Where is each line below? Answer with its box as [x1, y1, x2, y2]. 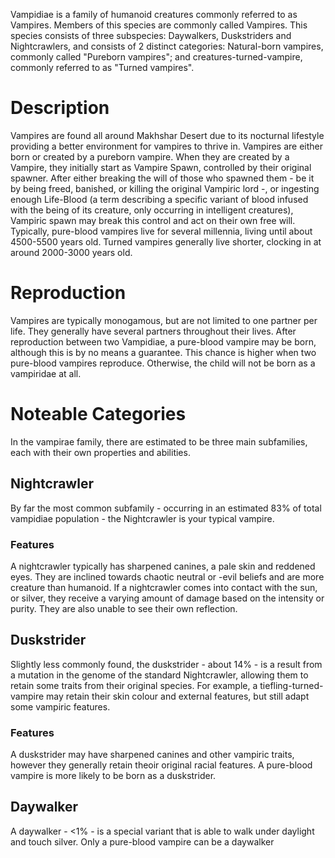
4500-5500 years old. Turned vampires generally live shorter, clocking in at [10, 235, 322, 248]
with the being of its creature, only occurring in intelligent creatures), [10, 204, 294, 216]
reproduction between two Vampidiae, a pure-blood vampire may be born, [10, 335, 317, 348]
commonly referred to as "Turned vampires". [10, 62, 195, 73]
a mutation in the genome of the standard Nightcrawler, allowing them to [10, 669, 309, 681]
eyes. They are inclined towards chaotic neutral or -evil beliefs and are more [10, 570, 325, 583]
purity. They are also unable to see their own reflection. [10, 602, 238, 614]
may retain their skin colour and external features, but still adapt [46, 690, 310, 702]
